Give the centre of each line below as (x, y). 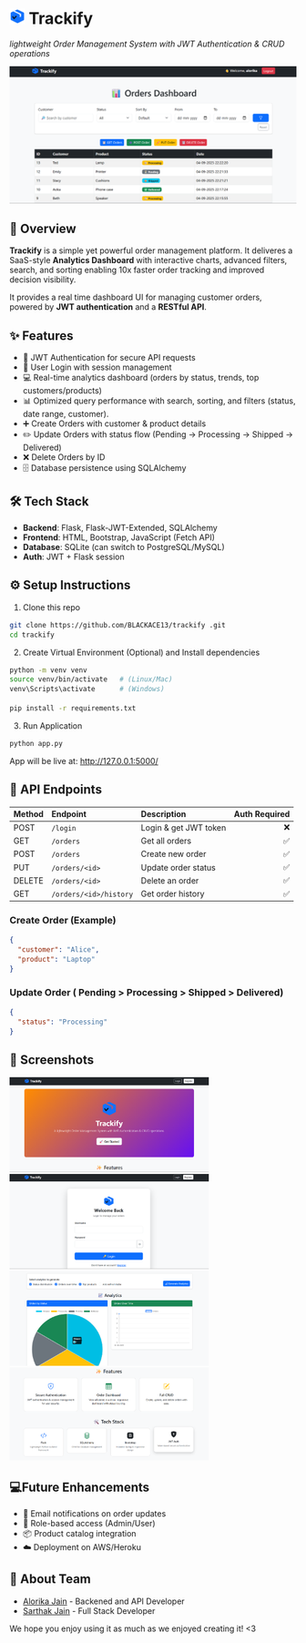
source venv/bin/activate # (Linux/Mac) (91, 679)
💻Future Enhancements (80, 1487)
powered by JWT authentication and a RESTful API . (108, 307)
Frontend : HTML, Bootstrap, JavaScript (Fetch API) (119, 537)
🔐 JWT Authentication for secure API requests (109, 358)
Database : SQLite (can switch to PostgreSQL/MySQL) (123, 547)
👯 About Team (50, 1579)
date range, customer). (66, 414)
